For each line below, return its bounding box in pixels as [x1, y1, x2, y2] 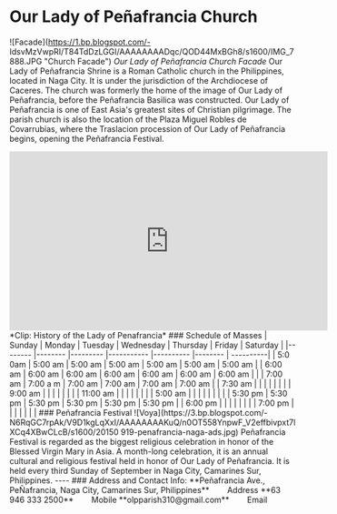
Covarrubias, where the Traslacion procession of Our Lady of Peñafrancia [9, 123, 286, 134]
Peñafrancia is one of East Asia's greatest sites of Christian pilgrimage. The [9, 104, 292, 115]
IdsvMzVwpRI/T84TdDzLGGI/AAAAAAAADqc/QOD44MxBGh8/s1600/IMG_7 [9, 45, 295, 56]
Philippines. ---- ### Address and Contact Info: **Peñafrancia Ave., [9, 475, 265, 486]
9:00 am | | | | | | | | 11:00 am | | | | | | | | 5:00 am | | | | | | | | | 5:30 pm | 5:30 [9, 388, 288, 398]
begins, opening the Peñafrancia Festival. [9, 133, 165, 144]
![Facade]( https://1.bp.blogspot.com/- [9, 36, 152, 47]
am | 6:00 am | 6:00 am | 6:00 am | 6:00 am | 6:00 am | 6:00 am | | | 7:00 [9, 368, 283, 379]
